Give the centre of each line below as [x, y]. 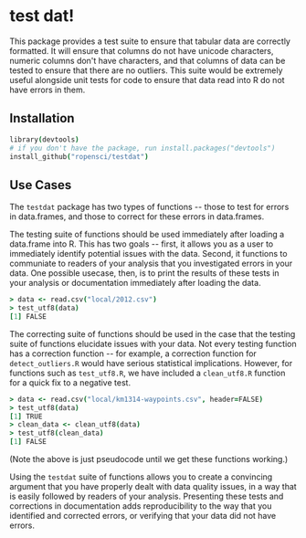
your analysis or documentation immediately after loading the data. [136, 283]
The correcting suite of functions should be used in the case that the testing [153, 333]
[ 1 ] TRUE [26, 417]
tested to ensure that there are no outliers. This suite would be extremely [146, 70]
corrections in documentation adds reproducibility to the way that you [141, 506]
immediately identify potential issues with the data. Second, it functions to [148, 254]
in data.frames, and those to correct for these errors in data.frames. [137, 216]
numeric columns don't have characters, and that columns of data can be [148, 60]
